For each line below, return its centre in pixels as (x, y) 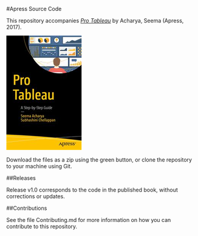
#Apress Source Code (34, 9)
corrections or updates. (36, 196)
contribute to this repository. (42, 226)
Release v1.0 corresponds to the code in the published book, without (92, 190)
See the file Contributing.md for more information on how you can (89, 220)
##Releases (21, 178)
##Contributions (27, 208)
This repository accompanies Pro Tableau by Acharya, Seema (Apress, (95, 20)
